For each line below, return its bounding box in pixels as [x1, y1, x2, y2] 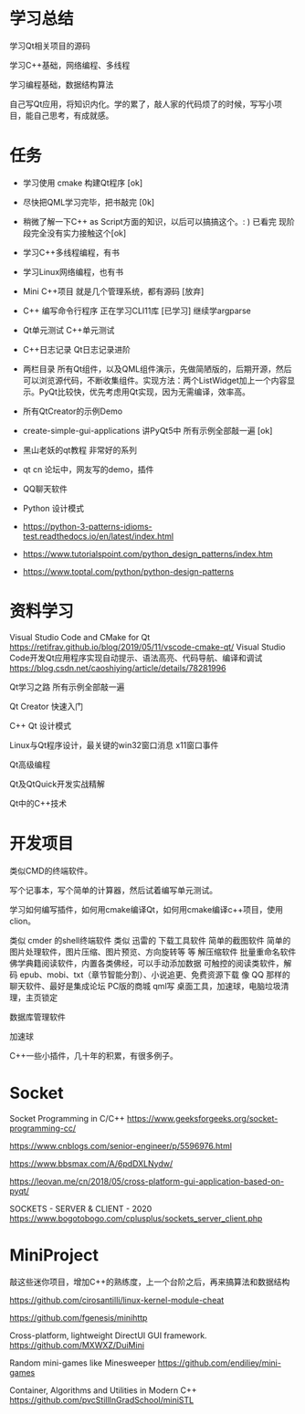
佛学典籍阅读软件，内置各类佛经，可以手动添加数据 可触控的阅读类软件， [9, 957, 284, 968]
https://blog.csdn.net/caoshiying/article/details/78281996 [9, 662, 226, 673]
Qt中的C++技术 [9, 797, 68, 808]
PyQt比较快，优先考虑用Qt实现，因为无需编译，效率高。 [38, 385, 251, 397]
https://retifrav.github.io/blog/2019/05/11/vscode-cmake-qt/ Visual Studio [9, 641, 286, 652]
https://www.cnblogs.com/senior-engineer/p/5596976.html [9, 1140, 233, 1151]
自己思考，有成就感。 [33, 110, 114, 121]
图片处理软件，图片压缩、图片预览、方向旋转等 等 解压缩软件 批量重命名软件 [9, 946, 297, 957]
